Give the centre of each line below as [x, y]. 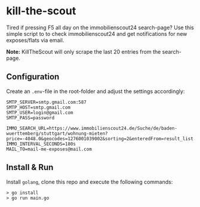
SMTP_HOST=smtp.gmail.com [38, 107]
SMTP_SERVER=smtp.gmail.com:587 [46, 102]
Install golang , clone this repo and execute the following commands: [90, 182]
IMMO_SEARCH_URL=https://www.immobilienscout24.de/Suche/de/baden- [92, 128]
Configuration [33, 77]
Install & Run [30, 167]
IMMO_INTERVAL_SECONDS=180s [41, 144]
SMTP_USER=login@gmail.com [40, 112]
